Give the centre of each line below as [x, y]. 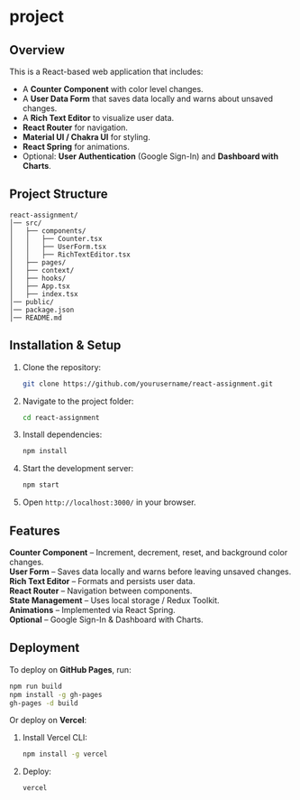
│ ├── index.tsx [44, 294]
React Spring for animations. [76, 147]
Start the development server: [78, 469]
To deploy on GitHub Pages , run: [71, 669]
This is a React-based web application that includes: [106, 71]
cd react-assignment [61, 417]
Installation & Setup [65, 345]
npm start [41, 485]
